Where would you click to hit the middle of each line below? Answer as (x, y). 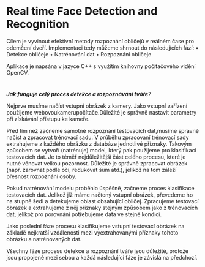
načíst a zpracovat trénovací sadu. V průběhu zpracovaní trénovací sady (98, 137)
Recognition (38, 24)
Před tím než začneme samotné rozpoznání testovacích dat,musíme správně (102, 131)
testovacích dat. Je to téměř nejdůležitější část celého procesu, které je (96, 157)
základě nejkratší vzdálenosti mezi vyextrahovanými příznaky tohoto (92, 233)
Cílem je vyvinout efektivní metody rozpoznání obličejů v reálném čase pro (100, 41)
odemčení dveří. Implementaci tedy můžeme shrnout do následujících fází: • (102, 48)
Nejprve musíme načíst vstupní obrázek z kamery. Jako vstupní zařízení (97, 106)
